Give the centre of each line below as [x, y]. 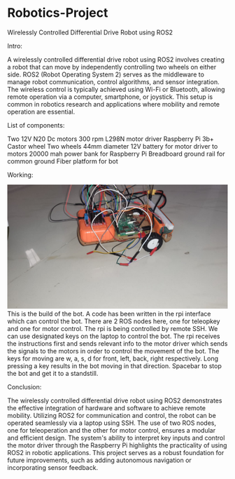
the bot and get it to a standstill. [53, 374]
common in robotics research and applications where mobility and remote [114, 104]
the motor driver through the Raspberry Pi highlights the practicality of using [117, 445]
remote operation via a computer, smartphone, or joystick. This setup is [110, 97]
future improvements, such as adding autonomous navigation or [100, 460]
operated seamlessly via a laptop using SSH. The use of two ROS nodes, [112, 423]
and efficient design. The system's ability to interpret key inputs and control [116, 438]
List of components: [36, 125]
